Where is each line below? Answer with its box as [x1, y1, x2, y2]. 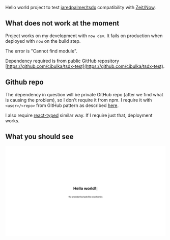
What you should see [5, 132, 74, 141]
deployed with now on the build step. [5, 38, 81, 44]
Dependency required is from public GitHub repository [5, 58, 120, 64]
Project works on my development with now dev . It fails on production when [5, 33, 163, 39]
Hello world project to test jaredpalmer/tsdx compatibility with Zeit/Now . [5, 5, 156, 10]
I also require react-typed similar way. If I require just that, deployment [5, 112, 153, 118]
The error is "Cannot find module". [5, 48, 78, 54]
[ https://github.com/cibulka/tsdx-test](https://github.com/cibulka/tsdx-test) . [5, 63, 165, 69]
